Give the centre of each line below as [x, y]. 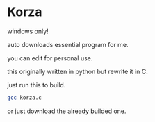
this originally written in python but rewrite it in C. [77, 71]
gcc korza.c [24, 98]
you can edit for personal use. [50, 58]
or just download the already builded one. [67, 111]
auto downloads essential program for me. [68, 44]
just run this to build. [36, 85]
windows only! [28, 31]
